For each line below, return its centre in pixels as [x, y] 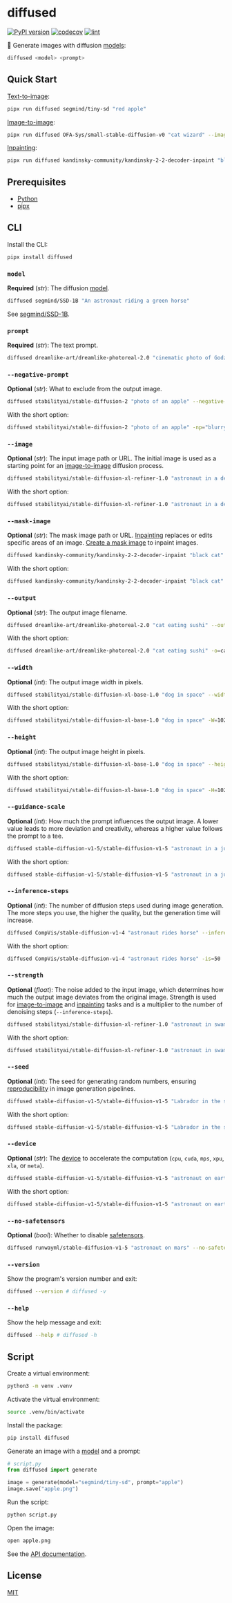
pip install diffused [38, 1438]
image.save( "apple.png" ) [43, 1489]
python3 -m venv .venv [40, 1386]
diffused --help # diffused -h [52, 1335]
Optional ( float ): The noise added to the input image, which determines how [116, 989]
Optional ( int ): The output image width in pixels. [75, 682]
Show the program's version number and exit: [72, 1279]
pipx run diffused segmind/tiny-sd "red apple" [77, 109]
